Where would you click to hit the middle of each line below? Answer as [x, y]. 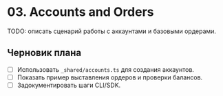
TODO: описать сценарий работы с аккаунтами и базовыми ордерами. [112, 31]
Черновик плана [44, 53]
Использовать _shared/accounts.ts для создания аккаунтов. [106, 69]
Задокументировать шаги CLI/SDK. [69, 85]
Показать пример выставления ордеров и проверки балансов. [110, 77]
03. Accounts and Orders [81, 12]
